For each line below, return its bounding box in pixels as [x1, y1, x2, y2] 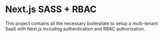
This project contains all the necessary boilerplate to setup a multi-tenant [5, 20, 158, 26]
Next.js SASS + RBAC [5, 4, 97, 15]
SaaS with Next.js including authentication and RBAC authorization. [5, 25, 145, 31]
